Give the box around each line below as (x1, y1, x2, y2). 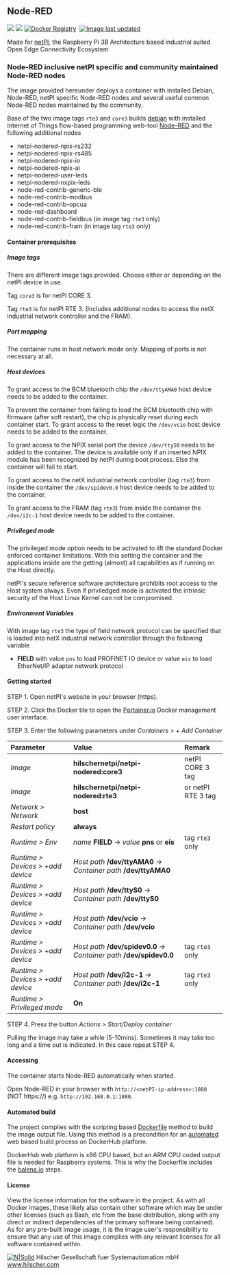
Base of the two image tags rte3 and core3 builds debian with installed (7, 114, 206, 123)
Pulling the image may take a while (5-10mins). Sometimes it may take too (7, 1033, 215, 1041)
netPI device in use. (7, 277, 63, 286)
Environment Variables (7, 609, 74, 617)
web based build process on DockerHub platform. (7, 1137, 148, 1146)
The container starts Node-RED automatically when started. (7, 1072, 176, 1080)
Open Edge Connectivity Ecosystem (7, 45, 109, 53)
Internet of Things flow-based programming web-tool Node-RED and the (7, 121, 213, 129)
